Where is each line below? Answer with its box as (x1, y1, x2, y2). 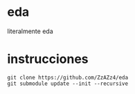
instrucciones (7, 51, 89, 67)
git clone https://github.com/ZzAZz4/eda (7, 74, 129, 81)
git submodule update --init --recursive (7, 80, 129, 87)
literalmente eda (7, 27, 53, 35)
